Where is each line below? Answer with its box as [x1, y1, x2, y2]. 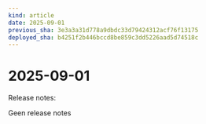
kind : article [8, 11, 55, 20]
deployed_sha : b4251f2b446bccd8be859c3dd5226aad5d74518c [8, 33, 199, 42]
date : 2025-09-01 [8, 19, 65, 27]
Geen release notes [8, 108, 72, 118]
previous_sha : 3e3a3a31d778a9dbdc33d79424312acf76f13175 [8, 26, 199, 34]
